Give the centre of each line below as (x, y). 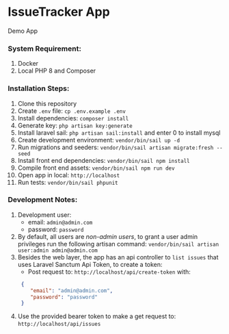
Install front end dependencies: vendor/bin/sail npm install (104, 160)
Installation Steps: (39, 88)
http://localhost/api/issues (59, 324)
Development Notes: (43, 200)
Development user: (44, 215)
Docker (28, 64)
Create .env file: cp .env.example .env (71, 111)
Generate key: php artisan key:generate (75, 125)
